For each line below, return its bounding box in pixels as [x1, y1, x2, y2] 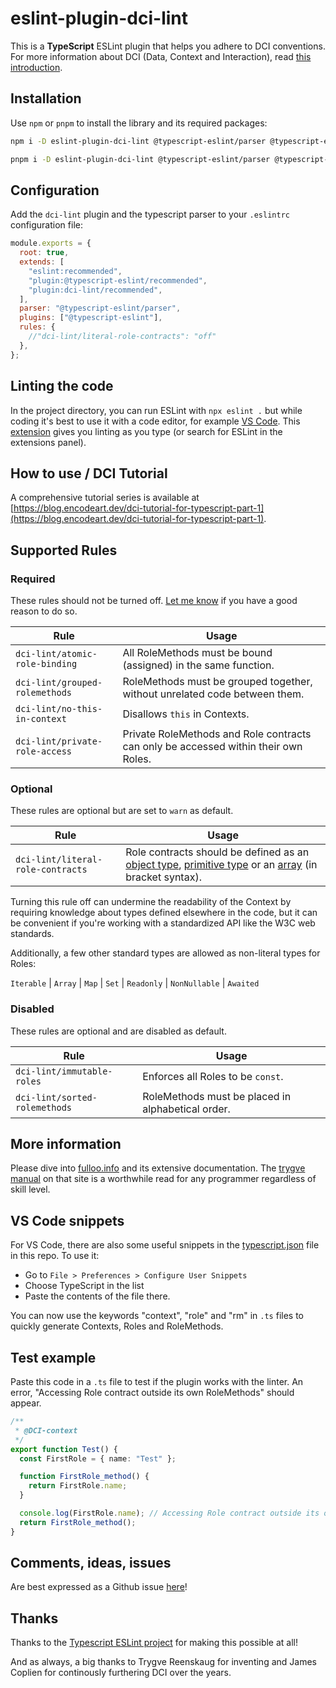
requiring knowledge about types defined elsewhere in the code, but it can [10, 907, 318, 919]
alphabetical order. [142, 1102, 231, 1116]
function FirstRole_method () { [19, 1472, 150, 1482]
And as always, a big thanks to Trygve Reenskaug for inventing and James [10, 1656, 317, 1668]
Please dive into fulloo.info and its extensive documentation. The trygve [10, 1162, 306, 1174]
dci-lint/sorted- [15, 1092, 98, 1103]
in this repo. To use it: [10, 1250, 100, 1262]
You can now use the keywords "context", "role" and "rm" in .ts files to [10, 1310, 305, 1322]
